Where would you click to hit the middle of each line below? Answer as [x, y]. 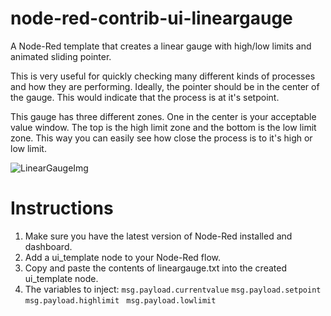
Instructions [62, 208]
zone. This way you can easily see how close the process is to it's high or [161, 138]
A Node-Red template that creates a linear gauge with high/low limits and [161, 46]
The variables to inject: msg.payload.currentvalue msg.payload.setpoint [173, 289]
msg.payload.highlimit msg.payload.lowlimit [120, 300]
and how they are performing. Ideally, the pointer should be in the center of [165, 86]
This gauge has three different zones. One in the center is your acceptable [163, 116]
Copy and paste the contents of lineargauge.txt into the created [155, 268]
